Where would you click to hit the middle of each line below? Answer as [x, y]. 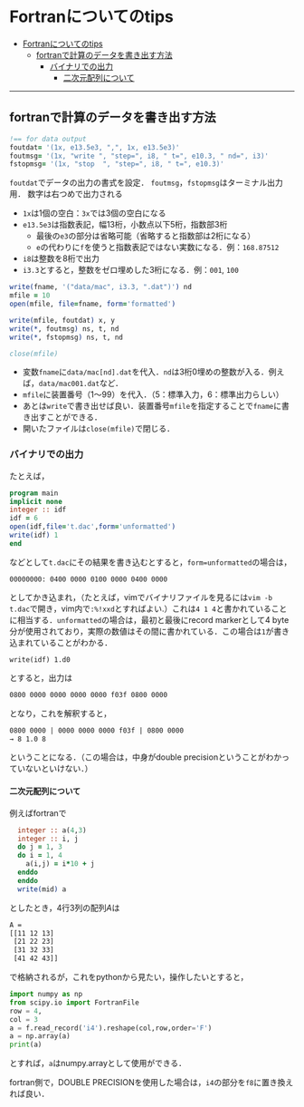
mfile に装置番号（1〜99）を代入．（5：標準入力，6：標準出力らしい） [153, 394]
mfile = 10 [30, 296]
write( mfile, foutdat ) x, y [62, 320]
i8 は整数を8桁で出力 [61, 258]
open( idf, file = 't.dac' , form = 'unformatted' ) [93, 527]
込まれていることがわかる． [61, 642]
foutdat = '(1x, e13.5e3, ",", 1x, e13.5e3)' [95, 147]
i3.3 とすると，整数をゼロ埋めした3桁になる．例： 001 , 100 [131, 270]
